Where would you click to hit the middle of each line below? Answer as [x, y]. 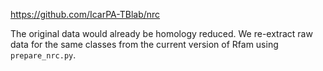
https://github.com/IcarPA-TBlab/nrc [85, 14]
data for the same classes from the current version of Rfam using [144, 44]
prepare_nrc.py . [43, 55]
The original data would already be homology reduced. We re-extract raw [161, 33]
